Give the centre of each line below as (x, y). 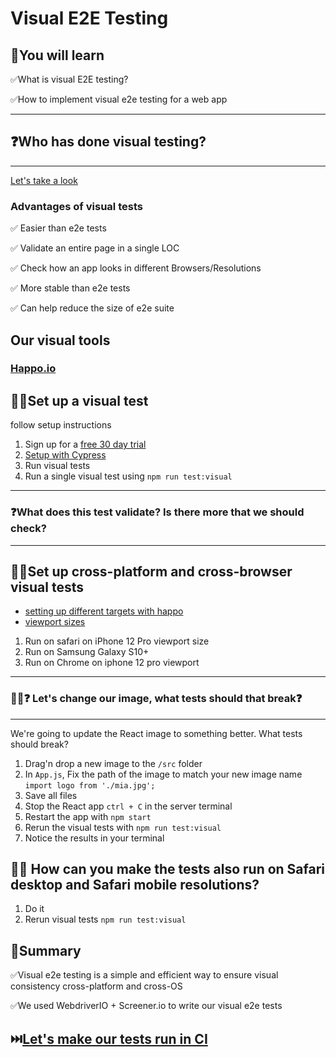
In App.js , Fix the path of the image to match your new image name (163, 774)
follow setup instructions (61, 425)
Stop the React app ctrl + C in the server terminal (128, 806)
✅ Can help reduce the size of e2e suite (92, 308)
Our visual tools (60, 340)
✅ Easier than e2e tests (58, 228)
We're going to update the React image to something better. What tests (156, 733)
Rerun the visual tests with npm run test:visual (123, 827)
